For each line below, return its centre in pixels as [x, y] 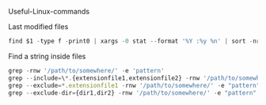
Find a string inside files [47, 56]
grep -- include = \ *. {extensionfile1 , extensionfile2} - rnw [104, 78]
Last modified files [38, 26]
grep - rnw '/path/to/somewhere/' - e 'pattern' [86, 70]
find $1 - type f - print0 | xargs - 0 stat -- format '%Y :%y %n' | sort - [131, 41]
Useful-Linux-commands [49, 11]
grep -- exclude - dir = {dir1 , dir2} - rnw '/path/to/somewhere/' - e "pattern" [133, 93]
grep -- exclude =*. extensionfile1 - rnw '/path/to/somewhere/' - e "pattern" [134, 85]
